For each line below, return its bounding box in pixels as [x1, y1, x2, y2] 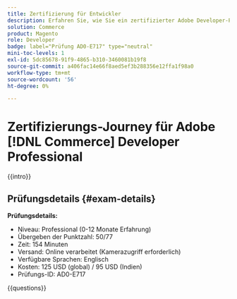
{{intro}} [7, 172, 32, 181]
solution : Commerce [7, 23, 65, 30]
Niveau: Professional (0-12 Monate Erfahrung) [17, 225, 152, 233]
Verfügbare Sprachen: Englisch [17, 255, 109, 263]
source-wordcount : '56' [7, 75, 78, 83]
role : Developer [7, 37, 55, 44]
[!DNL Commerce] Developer [7, 134, 180, 150]
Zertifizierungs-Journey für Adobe [7, 119, 216, 135]
